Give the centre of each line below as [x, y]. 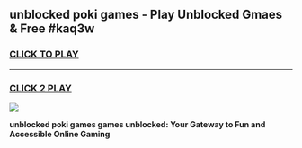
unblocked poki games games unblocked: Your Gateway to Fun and [138, 124]
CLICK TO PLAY [44, 55]
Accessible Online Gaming [60, 134]
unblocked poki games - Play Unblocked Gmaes [146, 15]
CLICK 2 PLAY [40, 88]
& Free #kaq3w [52, 29]
